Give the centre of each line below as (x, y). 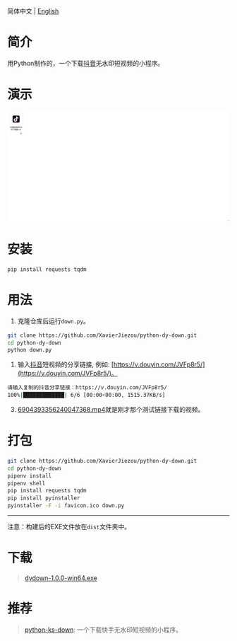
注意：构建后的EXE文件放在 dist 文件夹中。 (69, 527)
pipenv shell (26, 483)
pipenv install (30, 476)
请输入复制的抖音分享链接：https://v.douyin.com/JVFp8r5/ (87, 388)
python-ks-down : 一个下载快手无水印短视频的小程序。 (103, 630)
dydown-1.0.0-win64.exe (61, 578)
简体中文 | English (33, 11)
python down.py (30, 350)
